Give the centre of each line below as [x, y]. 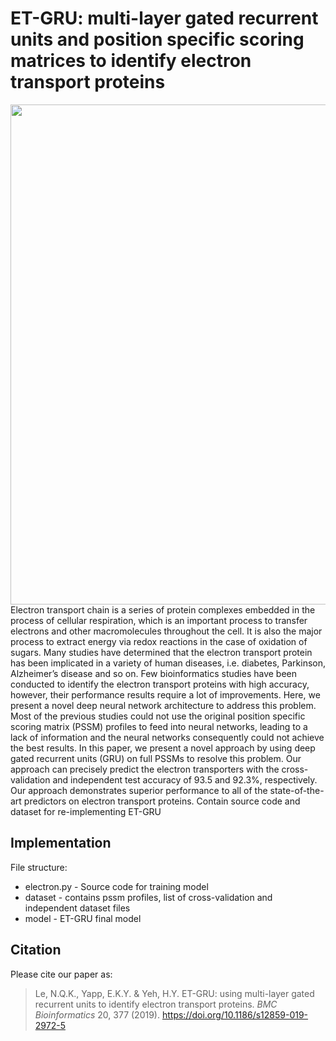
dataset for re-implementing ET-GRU [86, 811]
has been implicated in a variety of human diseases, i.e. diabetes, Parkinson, [168, 663]
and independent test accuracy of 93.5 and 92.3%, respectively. [185, 779]
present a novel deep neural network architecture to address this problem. [163, 705]
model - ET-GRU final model [83, 918]
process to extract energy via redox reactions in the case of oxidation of [159, 641]
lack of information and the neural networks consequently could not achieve [167, 737]
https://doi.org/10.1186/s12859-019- [235, 1014]
